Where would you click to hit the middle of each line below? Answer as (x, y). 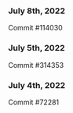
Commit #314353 (36, 65)
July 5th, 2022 (36, 48)
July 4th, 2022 (37, 85)
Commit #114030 (35, 28)
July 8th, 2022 (36, 11)
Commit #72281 (34, 102)
